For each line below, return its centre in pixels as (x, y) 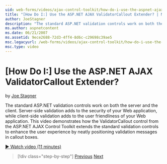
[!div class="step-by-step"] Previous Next (60, 156)
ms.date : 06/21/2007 (27, 33)
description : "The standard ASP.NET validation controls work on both (80, 24)
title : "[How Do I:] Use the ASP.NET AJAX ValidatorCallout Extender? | (82, 14)
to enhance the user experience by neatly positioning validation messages (81, 132)
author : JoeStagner (25, 19)
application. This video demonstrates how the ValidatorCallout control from (82, 121)
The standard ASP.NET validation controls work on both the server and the (82, 105)
